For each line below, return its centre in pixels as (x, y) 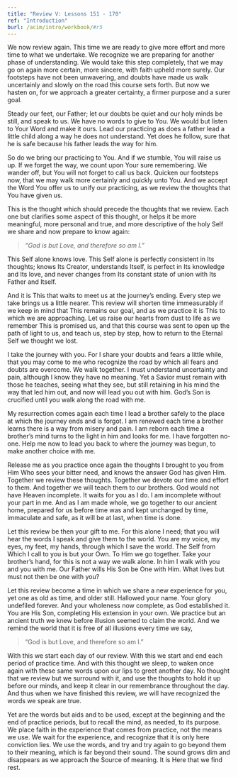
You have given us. (35, 195)
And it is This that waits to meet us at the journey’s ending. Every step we (114, 296)
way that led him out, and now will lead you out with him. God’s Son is (109, 392)
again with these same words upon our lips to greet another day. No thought (119, 671)
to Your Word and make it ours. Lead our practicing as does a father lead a (116, 129)
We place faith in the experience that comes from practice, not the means (115, 730)
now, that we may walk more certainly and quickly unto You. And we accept (118, 180)
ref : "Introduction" (38, 21)
